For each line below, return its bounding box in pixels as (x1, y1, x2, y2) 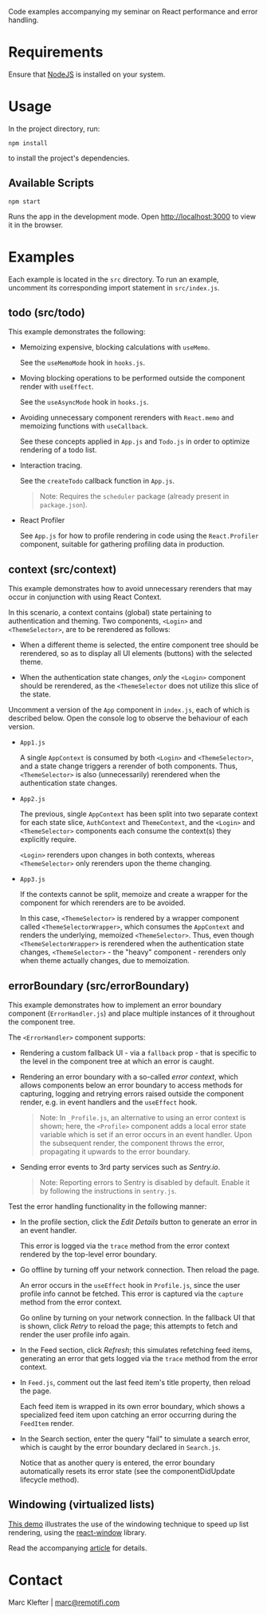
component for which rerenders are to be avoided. (19, 898, 186, 908)
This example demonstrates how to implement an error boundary (8, 1001, 222, 1010)
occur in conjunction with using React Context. (8, 592, 162, 602)
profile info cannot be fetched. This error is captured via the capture (19, 1289, 244, 1299)
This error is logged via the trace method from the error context (19, 1241, 230, 1251)
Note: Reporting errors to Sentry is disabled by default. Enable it (39, 1178, 250, 1187)
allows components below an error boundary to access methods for (19, 1080, 243, 1090)
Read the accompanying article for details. (8, 1543, 147, 1553)
